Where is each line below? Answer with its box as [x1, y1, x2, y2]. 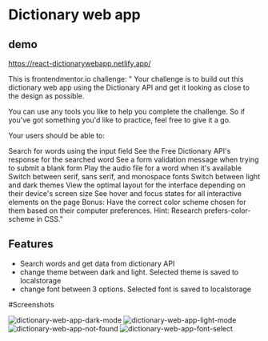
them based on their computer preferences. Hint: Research [8, 206, 202, 215]
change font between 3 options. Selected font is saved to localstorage [19, 284, 252, 294]
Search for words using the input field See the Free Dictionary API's [8, 146, 231, 155]
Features [8, 238, 54, 251]
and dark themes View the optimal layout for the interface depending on [8, 180, 246, 190]
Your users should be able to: [8, 130, 106, 140]
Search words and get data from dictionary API [19, 259, 175, 268]
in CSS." [36, 215, 64, 223]
